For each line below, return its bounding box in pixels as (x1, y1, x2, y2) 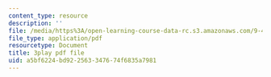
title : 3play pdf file (8, 49, 85, 57)
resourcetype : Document (8, 42, 89, 50)
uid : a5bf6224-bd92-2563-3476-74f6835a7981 (8, 57, 157, 65)
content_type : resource (8, 11, 89, 20)
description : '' (8, 19, 63, 27)
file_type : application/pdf (8, 34, 103, 43)
